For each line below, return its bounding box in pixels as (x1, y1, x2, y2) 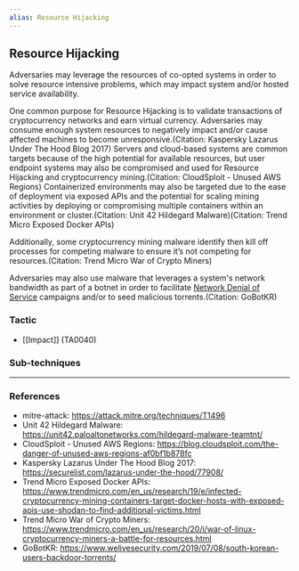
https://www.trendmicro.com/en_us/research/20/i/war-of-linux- (21, 524, 256, 534)
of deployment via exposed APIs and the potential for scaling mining (9, 191, 260, 201)
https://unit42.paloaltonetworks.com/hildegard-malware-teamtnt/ (21, 429, 263, 440)
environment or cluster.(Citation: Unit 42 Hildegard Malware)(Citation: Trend (9, 210, 287, 221)
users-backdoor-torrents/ (21, 552, 117, 563)
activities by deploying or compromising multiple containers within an (9, 200, 264, 211)
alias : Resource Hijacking (9, 12, 109, 22)
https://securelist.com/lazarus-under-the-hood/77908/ (21, 467, 224, 477)
